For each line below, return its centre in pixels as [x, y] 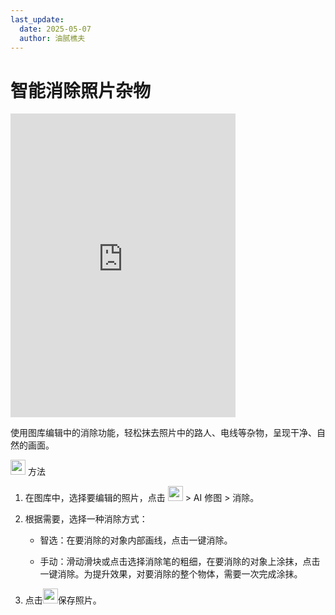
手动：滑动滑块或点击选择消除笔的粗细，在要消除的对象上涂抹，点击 [180, 562]
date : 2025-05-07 [55, 29]
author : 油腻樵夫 [52, 38]
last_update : [37, 19]
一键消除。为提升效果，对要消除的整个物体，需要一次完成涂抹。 [171, 574]
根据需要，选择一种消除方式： [86, 519]
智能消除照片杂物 [81, 90]
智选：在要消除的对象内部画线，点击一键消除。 [136, 540]
